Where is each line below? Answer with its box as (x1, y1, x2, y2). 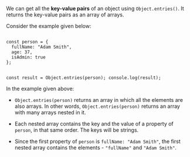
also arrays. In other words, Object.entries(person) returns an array (14, 103, 181, 110)
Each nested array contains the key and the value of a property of (14, 120, 174, 127)
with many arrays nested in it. (14, 109, 86, 116)
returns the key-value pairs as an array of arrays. (6, 11, 124, 18)
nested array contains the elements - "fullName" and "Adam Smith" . (14, 144, 177, 151)
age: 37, (11, 49, 33, 55)
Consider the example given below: (6, 23, 91, 29)
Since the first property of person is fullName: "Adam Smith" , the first (14, 138, 181, 145)
